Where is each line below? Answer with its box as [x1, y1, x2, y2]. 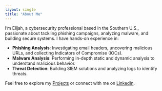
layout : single [5, 7, 36, 12]
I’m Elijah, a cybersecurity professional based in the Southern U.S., [5, 25, 139, 31]
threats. [12, 71, 28, 76]
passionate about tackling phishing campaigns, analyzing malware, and [5, 30, 149, 36]
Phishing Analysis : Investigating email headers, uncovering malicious [12, 45, 153, 51]
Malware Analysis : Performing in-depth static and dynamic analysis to [12, 55, 155, 61]
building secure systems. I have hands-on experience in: [5, 35, 119, 41]
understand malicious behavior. [12, 60, 76, 66]
